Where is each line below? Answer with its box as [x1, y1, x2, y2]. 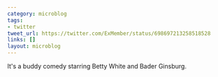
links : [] [7, 36, 36, 43]
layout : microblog [7, 43, 61, 50]
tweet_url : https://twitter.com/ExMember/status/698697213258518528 [7, 29, 211, 37]
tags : [7, 17, 23, 24]
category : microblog [7, 10, 68, 17]
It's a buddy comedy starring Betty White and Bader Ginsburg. [7, 62, 187, 70]
